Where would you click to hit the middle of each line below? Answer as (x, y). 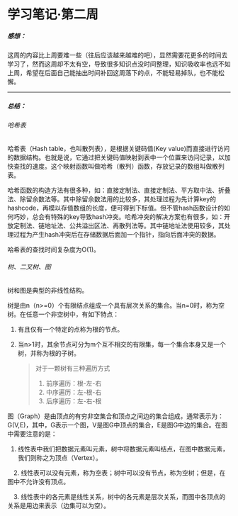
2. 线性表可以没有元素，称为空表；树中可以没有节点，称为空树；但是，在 (119, 473)
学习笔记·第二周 (53, 15)
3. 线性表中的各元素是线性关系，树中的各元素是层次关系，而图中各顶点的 (119, 496)
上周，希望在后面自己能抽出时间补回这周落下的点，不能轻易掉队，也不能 (113, 73)
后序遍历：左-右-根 (74, 400)
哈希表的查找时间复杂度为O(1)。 (54, 249)
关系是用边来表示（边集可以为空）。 (58, 505)
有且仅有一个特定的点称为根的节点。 (70, 329)
